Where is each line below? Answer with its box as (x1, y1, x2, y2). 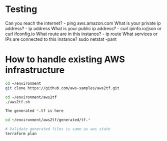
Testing (5, 4, 37, 15)
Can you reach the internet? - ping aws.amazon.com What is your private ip (5, 20, 161, 26)
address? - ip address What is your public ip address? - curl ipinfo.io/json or (5, 25, 162, 31)
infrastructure (5, 64, 65, 76)
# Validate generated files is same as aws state (5, 126, 111, 131)
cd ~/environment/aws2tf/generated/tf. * (5, 117, 91, 122)
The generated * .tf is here (5, 108, 64, 113)
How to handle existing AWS (5, 54, 125, 65)
